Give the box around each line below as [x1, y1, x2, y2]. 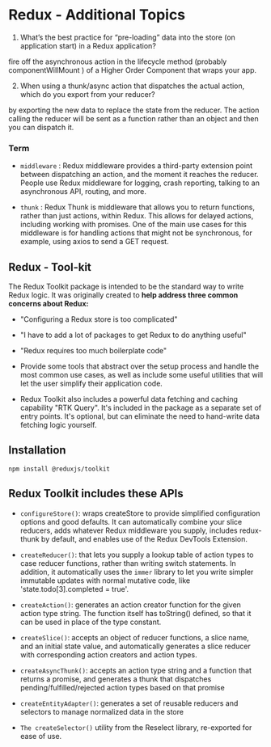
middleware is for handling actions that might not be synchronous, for [19, 228, 252, 238]
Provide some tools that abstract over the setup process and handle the [19, 361, 260, 371]
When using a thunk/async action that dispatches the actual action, [19, 81, 245, 91]
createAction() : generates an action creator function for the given [19, 600, 241, 610]
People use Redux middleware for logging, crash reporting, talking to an [19, 178, 260, 188]
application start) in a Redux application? [19, 40, 156, 50]
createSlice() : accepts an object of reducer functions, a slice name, [19, 632, 249, 642]
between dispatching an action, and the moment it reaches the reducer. [19, 170, 259, 179]
